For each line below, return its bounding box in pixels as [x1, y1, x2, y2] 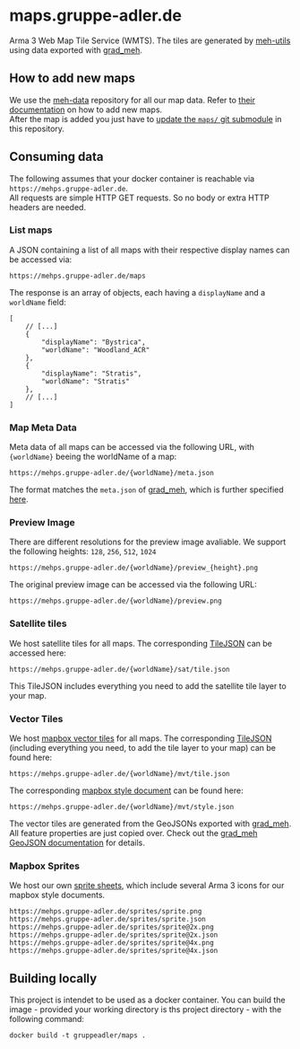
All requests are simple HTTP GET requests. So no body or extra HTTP [9, 192, 270, 203]
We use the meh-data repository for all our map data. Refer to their [9, 94, 255, 105]
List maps [9, 224, 53, 236]
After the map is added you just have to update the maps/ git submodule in [9, 113, 282, 124]
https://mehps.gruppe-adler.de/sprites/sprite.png [9, 907, 202, 916]
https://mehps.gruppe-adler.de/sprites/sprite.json [9, 915, 206, 924]
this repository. [9, 123, 65, 134]
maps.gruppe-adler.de [9, 5, 182, 26]
